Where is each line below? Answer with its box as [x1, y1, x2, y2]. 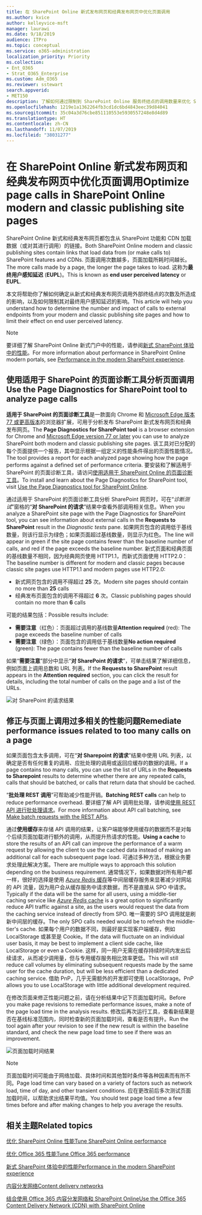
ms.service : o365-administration [6, 48, 90, 54]
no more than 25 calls [14, 585, 69, 592]
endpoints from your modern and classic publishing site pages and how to [6, 311, 191, 318]
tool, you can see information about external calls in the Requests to [6, 516, 176, 523]
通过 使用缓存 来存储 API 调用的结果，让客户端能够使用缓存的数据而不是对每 [6, 826, 192, 833]
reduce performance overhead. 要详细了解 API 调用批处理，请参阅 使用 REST [6, 799, 196, 806]
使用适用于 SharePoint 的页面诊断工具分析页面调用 [6, 375, 195, 385]
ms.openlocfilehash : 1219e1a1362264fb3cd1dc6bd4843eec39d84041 [6, 104, 168, 110]
